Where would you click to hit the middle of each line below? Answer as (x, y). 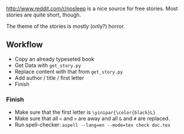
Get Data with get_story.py (48, 65)
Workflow (24, 45)
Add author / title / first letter (49, 78)
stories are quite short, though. (44, 15)
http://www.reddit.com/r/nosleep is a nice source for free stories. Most (92, 9)
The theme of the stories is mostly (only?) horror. (65, 26)
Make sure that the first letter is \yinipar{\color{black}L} (85, 112)
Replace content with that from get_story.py (69, 71)
